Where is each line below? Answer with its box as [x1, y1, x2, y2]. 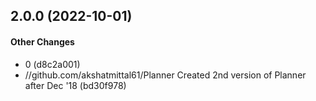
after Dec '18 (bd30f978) [24, 79, 127, 91]
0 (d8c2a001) [24, 58, 81, 70]
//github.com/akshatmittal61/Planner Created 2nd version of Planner [24, 69, 307, 81]
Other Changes [10, 35, 75, 48]
